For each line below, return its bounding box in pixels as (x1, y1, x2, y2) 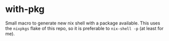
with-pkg (5, 3, 45, 15)
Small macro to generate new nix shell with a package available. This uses (5, 20, 160, 26)
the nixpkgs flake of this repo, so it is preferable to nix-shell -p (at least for (5, 25, 164, 31)
